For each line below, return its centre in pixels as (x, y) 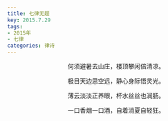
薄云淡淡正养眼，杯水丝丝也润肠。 (116, 95)
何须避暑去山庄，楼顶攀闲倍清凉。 (116, 66)
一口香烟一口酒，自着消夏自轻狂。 (116, 110)
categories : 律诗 (31, 46)
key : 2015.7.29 (29, 20)
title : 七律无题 (28, 13)
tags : (15, 26)
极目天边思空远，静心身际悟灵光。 (116, 81)
